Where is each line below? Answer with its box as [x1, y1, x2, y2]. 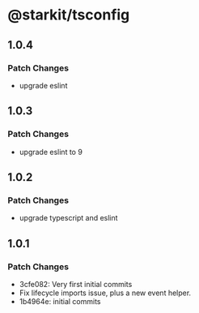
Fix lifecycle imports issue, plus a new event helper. [19, 288, 192, 298]
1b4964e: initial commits [19, 296, 102, 306]
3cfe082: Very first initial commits [19, 279, 133, 289]
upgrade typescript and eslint [19, 213, 118, 223]
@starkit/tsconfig [7, 6, 130, 24]
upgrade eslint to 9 [19, 147, 83, 156]
